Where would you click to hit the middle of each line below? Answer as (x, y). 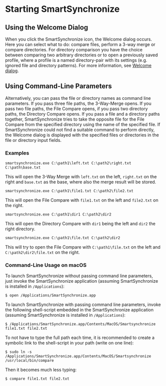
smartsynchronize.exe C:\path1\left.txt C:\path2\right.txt (68, 163)
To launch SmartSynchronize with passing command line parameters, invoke (83, 304)
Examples (17, 153)
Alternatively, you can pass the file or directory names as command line (78, 98)
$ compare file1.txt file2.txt (37, 379)
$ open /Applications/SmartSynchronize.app (51, 296)
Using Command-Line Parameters (59, 86)
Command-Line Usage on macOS (46, 265)
